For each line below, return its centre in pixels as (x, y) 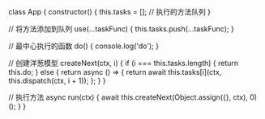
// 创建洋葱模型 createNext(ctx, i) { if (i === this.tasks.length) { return (124, 63)
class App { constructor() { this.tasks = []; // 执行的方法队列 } (110, 12)
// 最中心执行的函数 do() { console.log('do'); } (84, 46)
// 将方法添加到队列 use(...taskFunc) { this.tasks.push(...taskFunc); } (122, 29)
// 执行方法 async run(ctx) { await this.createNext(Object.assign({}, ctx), (128, 97)
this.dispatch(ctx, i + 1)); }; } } (58, 80)
